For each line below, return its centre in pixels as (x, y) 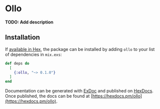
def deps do (17, 63)
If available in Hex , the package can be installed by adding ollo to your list (80, 49)
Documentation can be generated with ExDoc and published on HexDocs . (79, 91)
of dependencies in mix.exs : (34, 54)
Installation (23, 37)
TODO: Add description (29, 22)
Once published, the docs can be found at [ (49, 96)
